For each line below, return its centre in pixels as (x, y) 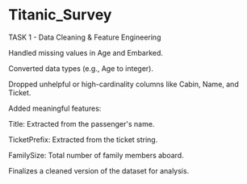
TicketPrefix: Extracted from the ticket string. (83, 140)
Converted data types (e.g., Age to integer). (81, 68)
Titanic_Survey (60, 15)
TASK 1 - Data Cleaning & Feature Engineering (85, 37)
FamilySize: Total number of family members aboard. (96, 155)
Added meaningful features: (55, 108)
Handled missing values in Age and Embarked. (86, 52)
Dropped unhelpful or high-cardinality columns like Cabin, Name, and (124, 84)
